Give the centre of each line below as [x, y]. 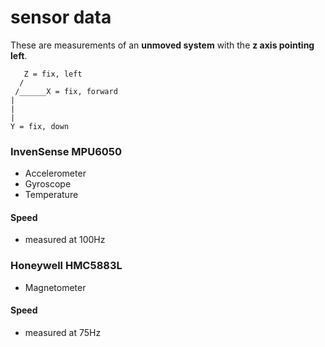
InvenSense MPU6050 [66, 151]
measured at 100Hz [65, 240]
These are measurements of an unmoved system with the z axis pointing [162, 45]
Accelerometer [55, 173]
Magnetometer [55, 287]
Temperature [51, 195]
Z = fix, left [53, 74]
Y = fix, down [40, 126]
